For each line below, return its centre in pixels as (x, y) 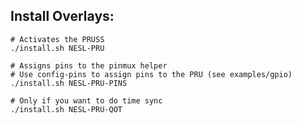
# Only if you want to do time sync (86, 100)
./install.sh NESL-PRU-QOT (66, 109)
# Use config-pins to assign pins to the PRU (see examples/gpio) (151, 74)
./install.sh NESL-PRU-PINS (69, 83)
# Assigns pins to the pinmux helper (89, 65)
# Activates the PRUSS (57, 39)
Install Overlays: (62, 16)
